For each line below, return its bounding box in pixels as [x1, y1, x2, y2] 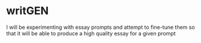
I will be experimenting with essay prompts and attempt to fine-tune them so [6, 24, 195, 31]
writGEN [6, 4, 49, 18]
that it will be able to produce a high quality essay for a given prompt [6, 29, 176, 37]
